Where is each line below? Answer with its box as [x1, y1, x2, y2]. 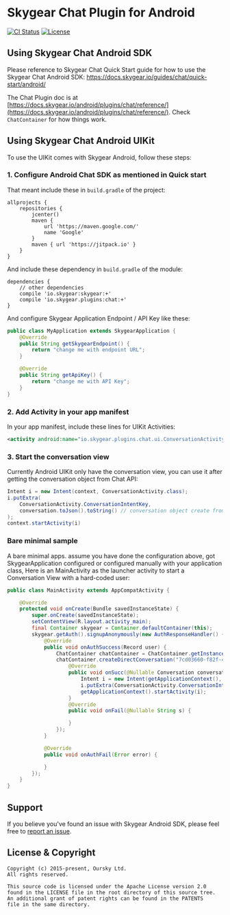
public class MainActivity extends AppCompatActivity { [7, 587, 170, 594]
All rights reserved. [7, 871, 69, 878]
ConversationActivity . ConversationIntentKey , [19, 501, 152, 507]
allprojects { [7, 199, 48, 206]
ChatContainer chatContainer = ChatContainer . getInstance [55, 650, 225, 657]
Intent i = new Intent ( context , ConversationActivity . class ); [7, 488, 188, 495]
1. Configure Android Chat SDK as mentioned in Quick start [7, 170, 207, 179]
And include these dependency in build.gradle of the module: [7, 265, 183, 273]
